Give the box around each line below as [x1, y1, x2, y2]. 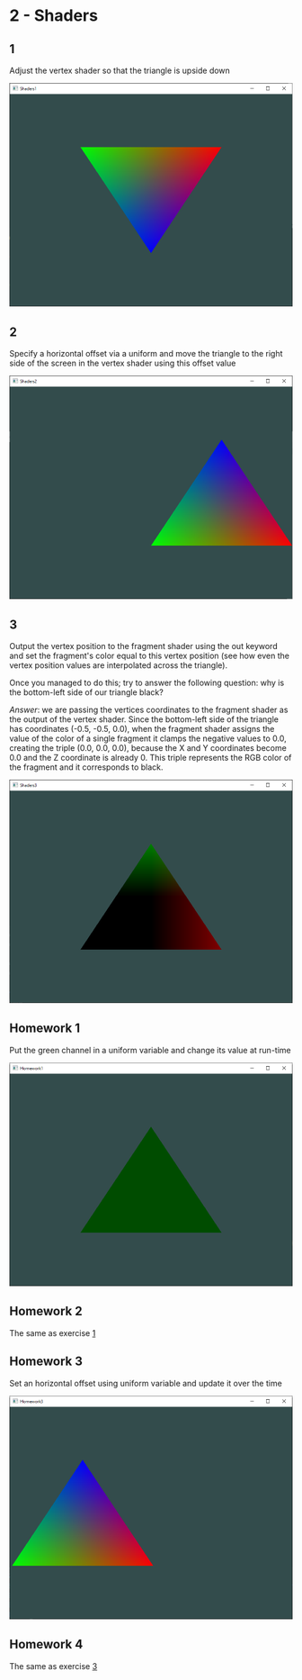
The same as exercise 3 [9, 1660, 98, 1671]
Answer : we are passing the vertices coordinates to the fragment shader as [9, 704, 289, 715]
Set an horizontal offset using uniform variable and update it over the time [9, 1377, 283, 1388]
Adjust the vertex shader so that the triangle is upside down [9, 65, 231, 76]
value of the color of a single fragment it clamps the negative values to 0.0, [9, 733, 287, 744]
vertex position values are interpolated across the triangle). [9, 659, 227, 671]
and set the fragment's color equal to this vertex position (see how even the [9, 650, 290, 661]
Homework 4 [9, 1637, 84, 1652]
